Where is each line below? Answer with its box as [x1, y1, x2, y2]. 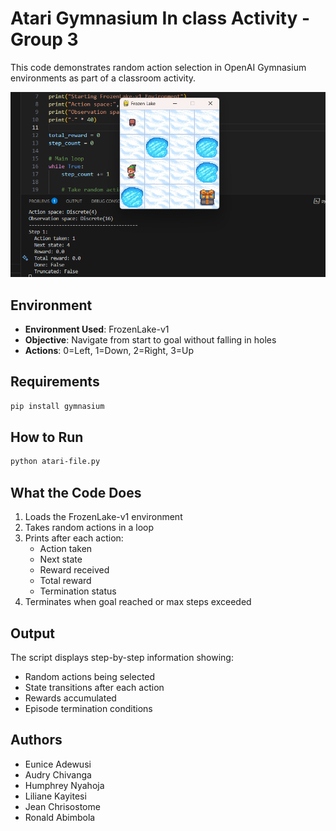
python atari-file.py [10, 457, 101, 467]
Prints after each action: [24, 532, 124, 544]
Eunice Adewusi [24, 758, 92, 770]
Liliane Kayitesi [24, 790, 87, 802]
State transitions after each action [24, 681, 165, 693]
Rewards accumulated [24, 692, 117, 704]
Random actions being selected [24, 670, 156, 682]
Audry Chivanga [24, 768, 92, 781]
